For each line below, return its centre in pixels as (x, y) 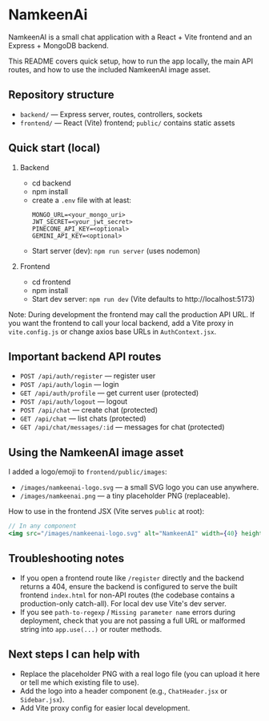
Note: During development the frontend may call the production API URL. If (131, 314)
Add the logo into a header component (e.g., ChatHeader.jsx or (124, 690)
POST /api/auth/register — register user (88, 376)
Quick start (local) (54, 148)
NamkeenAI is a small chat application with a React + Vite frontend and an (130, 37)
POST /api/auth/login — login (69, 385)
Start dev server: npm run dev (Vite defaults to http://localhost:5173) (143, 299)
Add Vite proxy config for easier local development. (105, 707)
